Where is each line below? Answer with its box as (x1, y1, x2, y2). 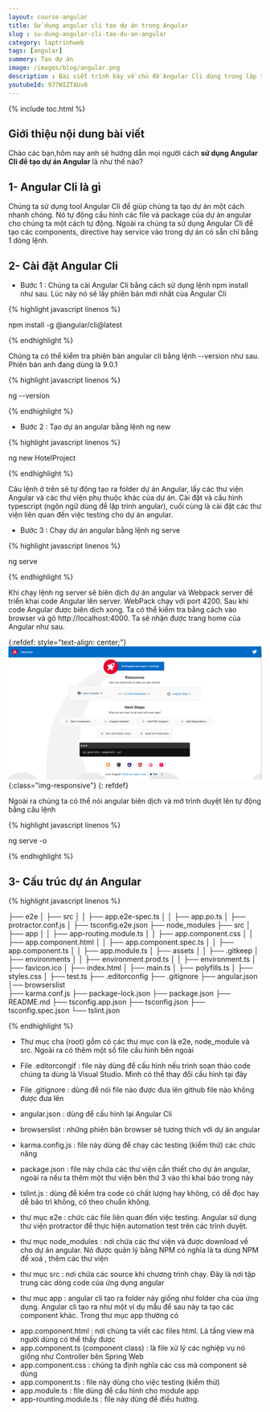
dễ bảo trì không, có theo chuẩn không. (19, 1197, 151, 1207)
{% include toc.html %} (8, 104, 86, 113)
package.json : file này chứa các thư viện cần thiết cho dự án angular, (19, 1164, 251, 1174)
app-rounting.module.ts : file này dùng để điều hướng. (19, 1394, 199, 1404)
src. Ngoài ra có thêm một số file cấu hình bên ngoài (19, 1046, 194, 1055)
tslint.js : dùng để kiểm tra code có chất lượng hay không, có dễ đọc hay (19, 1189, 260, 1198)
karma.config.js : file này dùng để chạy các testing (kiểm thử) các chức (19, 1140, 256, 1150)
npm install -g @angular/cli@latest (8, 320, 123, 329)
